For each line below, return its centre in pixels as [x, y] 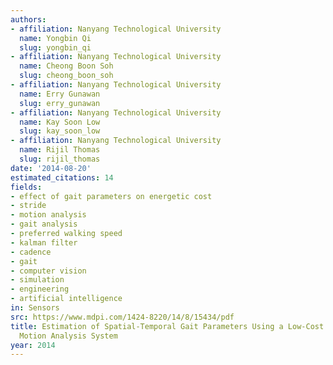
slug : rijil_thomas [60, 159]
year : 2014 [33, 345]
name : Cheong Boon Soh [66, 66]
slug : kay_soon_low [60, 131]
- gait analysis [44, 224]
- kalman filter [44, 242]
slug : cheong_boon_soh [66, 76]
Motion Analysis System [68, 336]
